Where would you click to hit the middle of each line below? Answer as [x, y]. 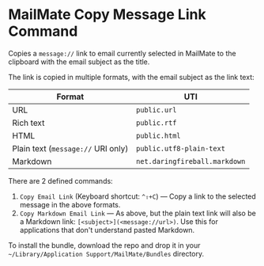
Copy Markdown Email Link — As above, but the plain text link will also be [138, 213]
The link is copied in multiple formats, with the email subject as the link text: [131, 77]
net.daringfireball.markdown [190, 161]
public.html [158, 135]
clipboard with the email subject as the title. [79, 62]
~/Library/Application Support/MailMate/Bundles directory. [106, 253]
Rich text [28, 123]
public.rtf [156, 123]
